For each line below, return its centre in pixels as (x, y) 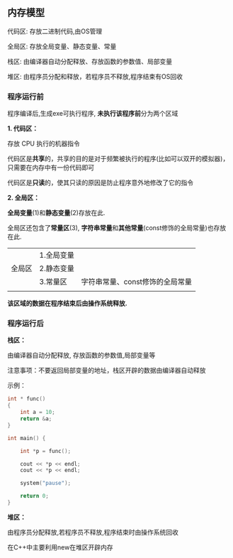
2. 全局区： (24, 198)
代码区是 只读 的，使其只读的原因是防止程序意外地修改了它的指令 (100, 182)
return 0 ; (35, 496)
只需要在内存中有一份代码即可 (51, 168)
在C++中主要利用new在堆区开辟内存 (60, 547)
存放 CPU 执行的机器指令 (44, 143)
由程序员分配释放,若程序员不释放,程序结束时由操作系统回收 (93, 532)
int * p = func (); (46, 451)
